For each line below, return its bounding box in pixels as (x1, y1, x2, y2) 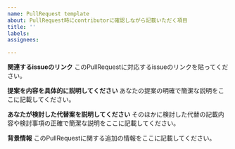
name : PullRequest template (7, 10, 90, 18)
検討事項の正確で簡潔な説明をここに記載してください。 (19, 119, 180, 127)
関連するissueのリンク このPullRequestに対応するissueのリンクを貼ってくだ (7, 63, 229, 71)
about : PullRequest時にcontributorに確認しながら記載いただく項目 (7, 17, 188, 24)
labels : (7, 30, 30, 37)
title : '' (7, 23, 37, 30)
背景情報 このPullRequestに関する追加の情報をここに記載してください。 (7, 134, 216, 143)
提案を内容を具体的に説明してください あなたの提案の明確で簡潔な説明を (7, 86, 219, 95)
